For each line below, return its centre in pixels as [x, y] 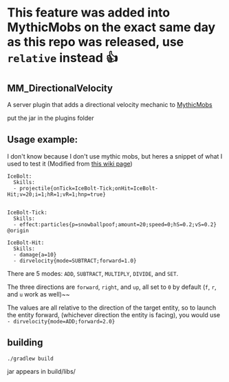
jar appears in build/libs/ [41, 371]
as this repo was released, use [96, 42]
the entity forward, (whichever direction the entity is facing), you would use [114, 314]
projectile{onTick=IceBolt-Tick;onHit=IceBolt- [89, 188]
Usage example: [43, 140]
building [25, 343]
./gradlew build [30, 359]
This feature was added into [89, 13]
